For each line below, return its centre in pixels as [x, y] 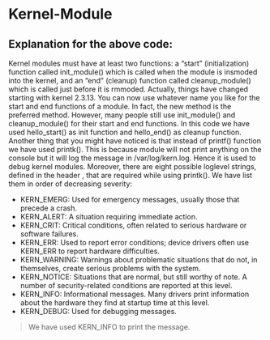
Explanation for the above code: [90, 44]
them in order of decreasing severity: [70, 184]
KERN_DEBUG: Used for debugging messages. [98, 311]
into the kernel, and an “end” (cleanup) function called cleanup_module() [130, 81]
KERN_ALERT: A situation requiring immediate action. [109, 217]
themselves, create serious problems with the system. [110, 268]
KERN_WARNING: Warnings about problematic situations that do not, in [139, 259]
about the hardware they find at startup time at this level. [115, 303]
